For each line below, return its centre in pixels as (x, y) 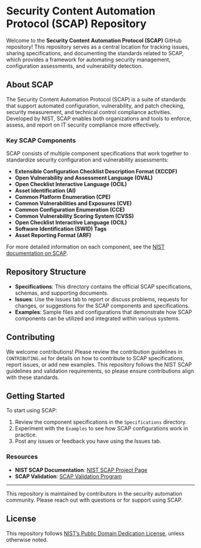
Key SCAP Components (41, 140)
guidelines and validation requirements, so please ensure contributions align (100, 371)
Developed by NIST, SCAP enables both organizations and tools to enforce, (99, 118)
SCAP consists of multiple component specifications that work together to (98, 154)
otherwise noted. (27, 540)
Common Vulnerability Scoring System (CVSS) (74, 216)
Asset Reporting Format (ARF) (53, 235)
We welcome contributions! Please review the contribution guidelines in (94, 352)
